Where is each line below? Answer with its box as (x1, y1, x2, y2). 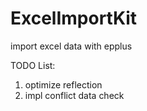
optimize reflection (24, 78, 103, 91)
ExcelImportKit (10, 7, 138, 30)
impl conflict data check (24, 89, 125, 101)
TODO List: (10, 59, 56, 71)
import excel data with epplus (10, 40, 133, 52)
